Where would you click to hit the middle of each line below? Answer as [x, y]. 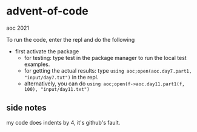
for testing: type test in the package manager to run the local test [105, 58]
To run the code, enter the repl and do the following [71, 39]
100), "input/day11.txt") [57, 89]
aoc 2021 [18, 28]
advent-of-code [48, 11]
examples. [37, 64]
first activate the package [47, 51]
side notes [26, 108]
